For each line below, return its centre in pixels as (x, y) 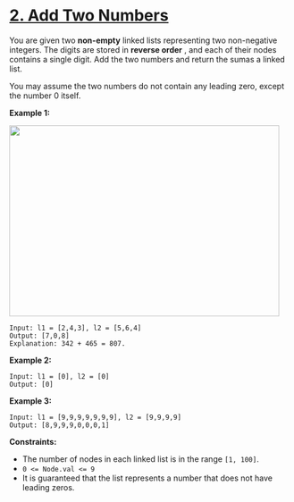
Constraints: (33, 441)
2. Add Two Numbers (89, 16)
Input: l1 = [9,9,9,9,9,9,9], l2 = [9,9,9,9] (95, 417)
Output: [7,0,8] (39, 336)
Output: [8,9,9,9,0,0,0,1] (59, 425)
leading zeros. (48, 487)
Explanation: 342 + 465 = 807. (67, 343)
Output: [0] (31, 384)
